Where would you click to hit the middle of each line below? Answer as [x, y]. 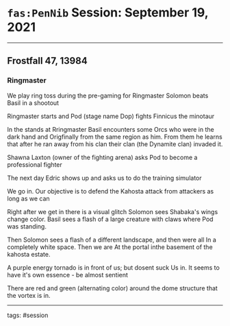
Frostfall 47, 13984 [47, 61]
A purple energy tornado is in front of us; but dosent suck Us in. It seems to [114, 267]
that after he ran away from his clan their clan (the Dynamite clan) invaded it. [115, 144]
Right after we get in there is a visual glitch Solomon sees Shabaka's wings [113, 211]
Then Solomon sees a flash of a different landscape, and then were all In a [112, 240]
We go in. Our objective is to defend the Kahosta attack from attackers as [111, 191]
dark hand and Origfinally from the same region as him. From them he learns [115, 137]
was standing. [27, 226]
